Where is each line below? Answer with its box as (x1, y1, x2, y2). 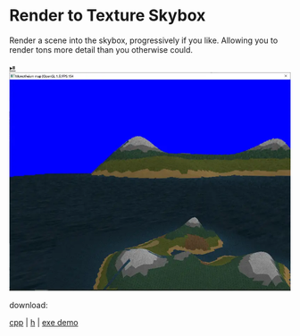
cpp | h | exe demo (9, 316, 79, 327)
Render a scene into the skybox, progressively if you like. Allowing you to (9, 35, 279, 46)
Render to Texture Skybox (9, 5, 206, 26)
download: (9, 299, 48, 310)
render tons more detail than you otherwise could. (9, 44, 194, 55)
